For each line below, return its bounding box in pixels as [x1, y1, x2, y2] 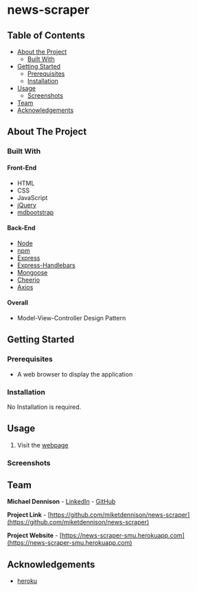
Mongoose [16, 268, 48, 276]
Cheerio [16, 276, 40, 284]
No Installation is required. [7, 403, 81, 411]
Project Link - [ [7, 511, 50, 519]
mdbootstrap [16, 208, 54, 216]
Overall [7, 298, 29, 307]
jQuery [16, 201, 36, 209]
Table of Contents [7, 30, 86, 41]
